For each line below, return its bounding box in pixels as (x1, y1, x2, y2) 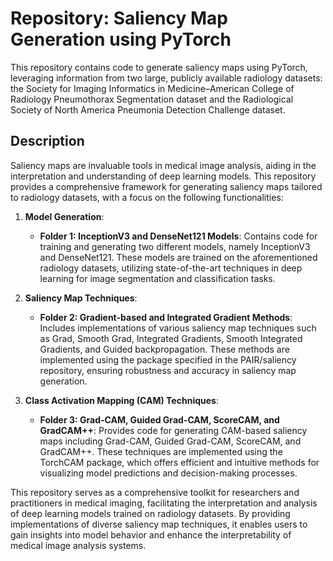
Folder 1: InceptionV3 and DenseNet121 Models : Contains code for (39, 230, 318, 242)
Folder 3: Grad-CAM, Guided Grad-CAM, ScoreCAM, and (39, 413, 280, 426)
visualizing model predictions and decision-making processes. (39, 467, 298, 479)
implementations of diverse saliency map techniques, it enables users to (10, 518, 308, 530)
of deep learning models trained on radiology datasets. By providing (10, 507, 291, 519)
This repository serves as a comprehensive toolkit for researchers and (10, 486, 300, 498)
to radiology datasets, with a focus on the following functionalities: (10, 191, 284, 203)
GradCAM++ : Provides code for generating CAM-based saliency (39, 424, 308, 436)
